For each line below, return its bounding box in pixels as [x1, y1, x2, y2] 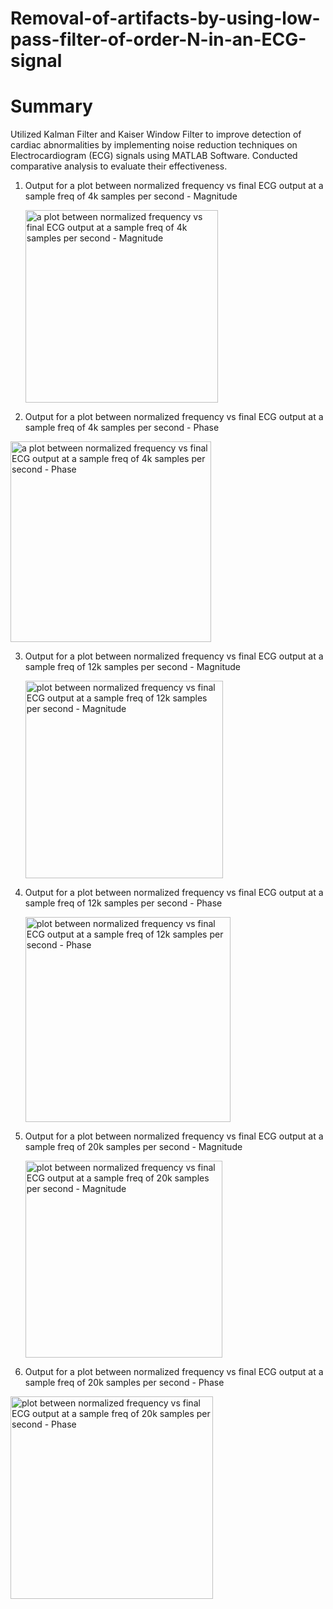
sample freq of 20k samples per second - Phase [24, 1377, 225, 1389]
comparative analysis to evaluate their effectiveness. [10, 160, 228, 172]
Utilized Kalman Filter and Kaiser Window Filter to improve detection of [10, 128, 302, 141]
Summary [10, 95, 93, 118]
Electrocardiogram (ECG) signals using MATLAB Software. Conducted [10, 150, 298, 162]
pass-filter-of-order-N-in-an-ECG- [10, 28, 307, 51]
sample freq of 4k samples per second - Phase [24, 422, 220, 434]
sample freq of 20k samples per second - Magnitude [24, 1141, 243, 1153]
